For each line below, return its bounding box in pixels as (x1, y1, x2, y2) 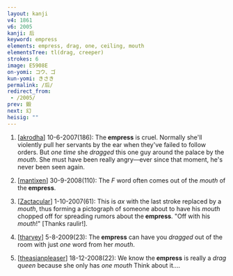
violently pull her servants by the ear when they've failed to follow (17, 140, 207, 148)
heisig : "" (7, 114, 39, 121)
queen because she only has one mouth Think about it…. (17, 261, 181, 269)
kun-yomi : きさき (7, 75, 54, 82)
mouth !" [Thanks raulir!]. (17, 219, 88, 227)
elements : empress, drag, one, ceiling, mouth (7, 43, 145, 49)
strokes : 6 (7, 56, 39, 63)
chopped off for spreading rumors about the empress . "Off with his (17, 212, 211, 220)
